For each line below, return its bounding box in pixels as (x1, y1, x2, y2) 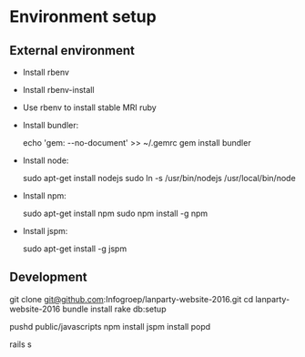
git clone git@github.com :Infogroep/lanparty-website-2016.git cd (9, 293, 253, 304)
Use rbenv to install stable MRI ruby (22, 102, 157, 113)
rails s (9, 339, 32, 350)
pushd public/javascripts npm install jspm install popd (9, 321, 211, 331)
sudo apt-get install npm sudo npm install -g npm (22, 208, 208, 219)
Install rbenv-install (22, 85, 95, 95)
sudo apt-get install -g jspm (22, 243, 127, 254)
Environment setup (9, 6, 157, 27)
